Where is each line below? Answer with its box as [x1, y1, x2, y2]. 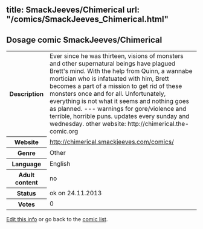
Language [11, 160, 41, 168]
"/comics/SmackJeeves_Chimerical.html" [6, 14, 169, 25]
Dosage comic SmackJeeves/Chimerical [6, 34, 163, 45]
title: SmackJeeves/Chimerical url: [6, 5, 140, 15]
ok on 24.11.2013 [49, 189, 102, 197]
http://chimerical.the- [127, 120, 189, 128]
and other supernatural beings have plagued [49, 60, 176, 68]
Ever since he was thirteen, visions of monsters [49, 52, 184, 60]
